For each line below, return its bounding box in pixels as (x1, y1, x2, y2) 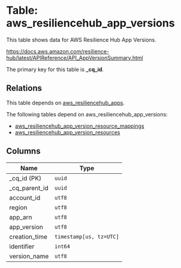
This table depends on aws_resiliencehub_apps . (6, 99, 125, 106)
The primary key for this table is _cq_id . (6, 65, 104, 73)
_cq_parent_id (9, 183, 49, 192)
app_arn (9, 213, 32, 221)
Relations (6, 83, 43, 94)
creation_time (9, 232, 48, 240)
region (9, 203, 28, 212)
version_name (9, 252, 49, 260)
